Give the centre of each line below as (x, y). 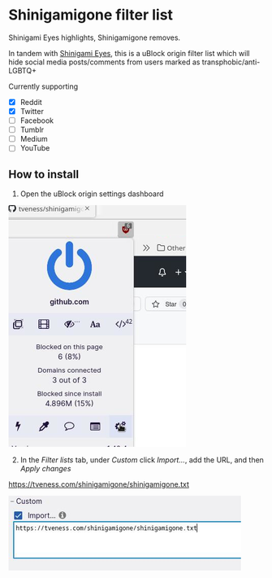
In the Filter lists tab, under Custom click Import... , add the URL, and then (142, 460)
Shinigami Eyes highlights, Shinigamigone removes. (95, 37)
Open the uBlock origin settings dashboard (92, 194)
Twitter (32, 111)
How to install (44, 174)
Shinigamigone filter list (91, 15)
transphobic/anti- (231, 62)
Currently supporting (43, 86)
